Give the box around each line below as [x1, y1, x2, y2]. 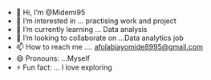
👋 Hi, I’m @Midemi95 [15, 8, 86, 17]
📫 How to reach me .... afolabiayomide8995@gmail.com [15, 42, 203, 51]
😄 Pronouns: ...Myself [15, 54, 91, 63]
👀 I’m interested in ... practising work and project [15, 16, 177, 26]
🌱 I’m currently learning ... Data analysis [15, 25, 148, 34]
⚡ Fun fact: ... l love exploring [15, 62, 112, 72]
